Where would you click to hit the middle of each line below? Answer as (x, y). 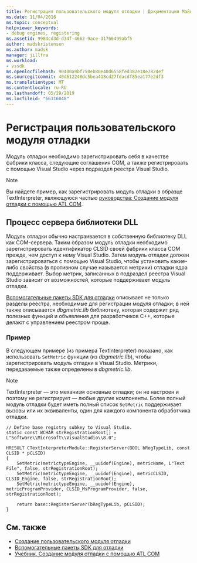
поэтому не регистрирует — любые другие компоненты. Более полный (96, 398)
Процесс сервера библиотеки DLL (72, 222)
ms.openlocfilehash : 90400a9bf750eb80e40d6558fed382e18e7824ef (85, 71)
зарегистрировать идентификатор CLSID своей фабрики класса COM (93, 249)
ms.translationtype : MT (35, 83)
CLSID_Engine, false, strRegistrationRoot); (61, 479)
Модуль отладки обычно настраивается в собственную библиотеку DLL (97, 236)
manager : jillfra (27, 55)
